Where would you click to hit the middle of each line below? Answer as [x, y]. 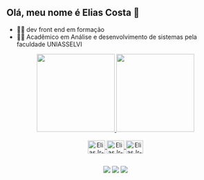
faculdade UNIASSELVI [49, 44]
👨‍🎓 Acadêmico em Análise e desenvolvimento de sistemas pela [107, 37]
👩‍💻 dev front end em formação [61, 29]
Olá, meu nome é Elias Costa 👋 [73, 13]
